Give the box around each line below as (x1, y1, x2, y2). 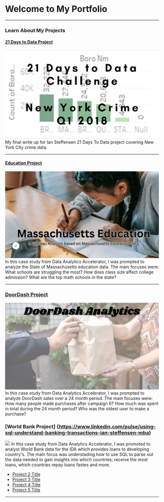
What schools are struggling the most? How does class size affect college (5, 269, 154, 275)
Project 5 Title (12, 487, 41, 493)
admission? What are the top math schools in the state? (5, 275, 117, 280)
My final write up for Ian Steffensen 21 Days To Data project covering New (5, 139, 154, 145)
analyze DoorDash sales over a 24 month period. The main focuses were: (5, 396, 153, 402)
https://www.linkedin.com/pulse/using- (59, 423, 156, 430)
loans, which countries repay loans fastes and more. (5, 462, 110, 468)
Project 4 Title (12, 482, 41, 488)
